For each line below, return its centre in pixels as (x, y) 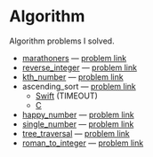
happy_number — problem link (78, 114)
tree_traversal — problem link (76, 133)
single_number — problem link (78, 124)
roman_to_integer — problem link (83, 143)
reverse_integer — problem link (80, 67)
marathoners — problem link (74, 58)
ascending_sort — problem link (79, 86)
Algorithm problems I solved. (62, 41)
